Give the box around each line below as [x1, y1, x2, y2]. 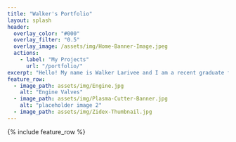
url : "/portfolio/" [25, 63, 83, 70]
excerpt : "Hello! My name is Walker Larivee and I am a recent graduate [7, 69, 225, 76]
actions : [13, 50, 39, 57]
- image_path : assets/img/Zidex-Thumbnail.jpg [13, 108, 152, 115]
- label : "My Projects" [20, 56, 90, 63]
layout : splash [7, 17, 52, 24]
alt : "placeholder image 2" [20, 102, 102, 109]
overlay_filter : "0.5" [13, 37, 80, 44]
